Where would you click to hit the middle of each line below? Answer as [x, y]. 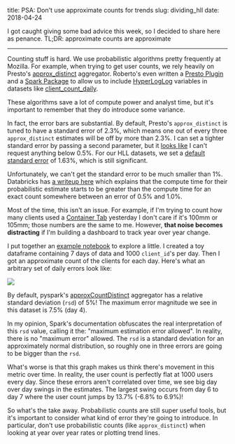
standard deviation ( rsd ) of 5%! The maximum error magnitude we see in [112, 302]
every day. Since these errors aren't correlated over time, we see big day [112, 382]
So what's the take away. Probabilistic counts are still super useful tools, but [117, 410]
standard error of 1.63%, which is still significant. [78, 160]
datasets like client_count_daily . [53, 88]
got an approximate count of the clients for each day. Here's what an [106, 261]
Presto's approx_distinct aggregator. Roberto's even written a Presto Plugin [115, 74]
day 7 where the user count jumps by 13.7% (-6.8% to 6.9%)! [95, 397]
